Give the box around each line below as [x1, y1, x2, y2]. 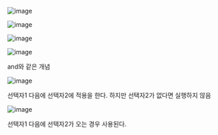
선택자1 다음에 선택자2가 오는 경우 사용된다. [7, 120, 127, 128]
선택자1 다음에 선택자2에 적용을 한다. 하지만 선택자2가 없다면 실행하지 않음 [7, 91, 212, 99]
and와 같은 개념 [7, 62, 51, 71]
